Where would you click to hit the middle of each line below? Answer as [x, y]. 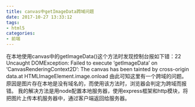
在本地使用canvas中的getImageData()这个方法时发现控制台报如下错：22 [94, 56]
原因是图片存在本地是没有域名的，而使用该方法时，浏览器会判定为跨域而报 [96, 83]
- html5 [16, 28]
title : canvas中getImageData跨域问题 [50, 11]
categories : [21, 34]
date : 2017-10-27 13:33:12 [39, 17]
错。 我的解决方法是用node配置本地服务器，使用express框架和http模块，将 [97, 91]
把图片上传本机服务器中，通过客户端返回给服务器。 [68, 98]
